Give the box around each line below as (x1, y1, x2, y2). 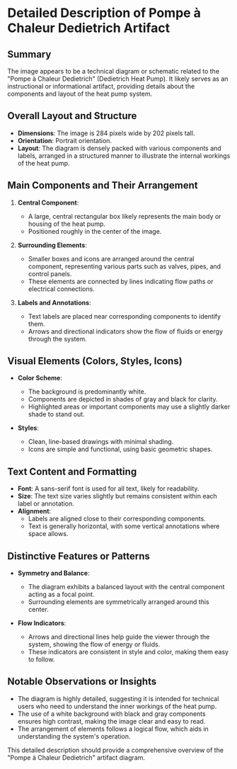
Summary (7, 48, 52, 60)
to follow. (28, 655, 55, 663)
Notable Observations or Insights (7, 676, 157, 688)
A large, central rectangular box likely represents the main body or (28, 212, 221, 220)
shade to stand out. (28, 410, 85, 418)
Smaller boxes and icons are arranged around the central (28, 254, 195, 263)
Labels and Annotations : (17, 298, 91, 307)
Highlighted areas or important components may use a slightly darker (28, 402, 231, 411)
